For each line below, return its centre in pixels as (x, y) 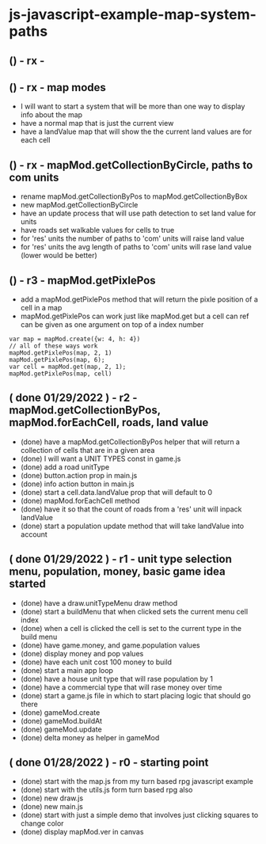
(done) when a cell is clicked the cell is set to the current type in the (131, 628)
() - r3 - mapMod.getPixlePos (83, 280)
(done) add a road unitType (65, 467)
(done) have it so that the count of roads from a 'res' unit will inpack (131, 509)
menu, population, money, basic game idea (117, 572)
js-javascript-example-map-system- (133, 15)
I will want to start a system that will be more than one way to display (133, 106)
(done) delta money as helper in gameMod (90, 737)
